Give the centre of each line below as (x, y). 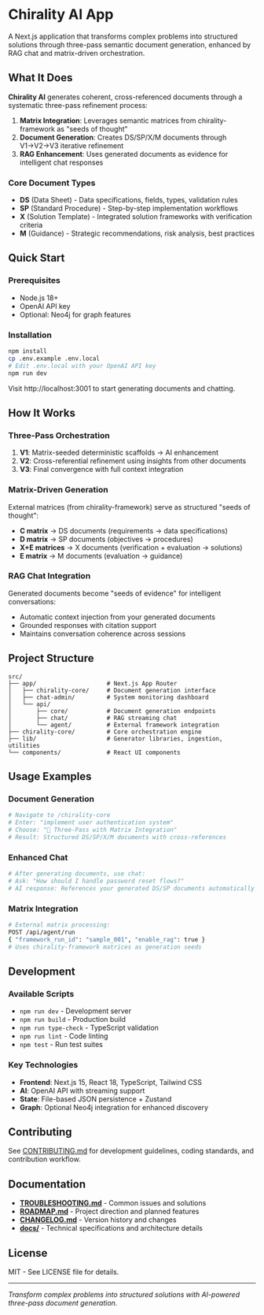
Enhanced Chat (38, 857)
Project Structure (51, 658)
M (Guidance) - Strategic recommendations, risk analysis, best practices (137, 233)
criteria (31, 225)
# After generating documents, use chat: (77, 874)
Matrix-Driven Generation (58, 490)
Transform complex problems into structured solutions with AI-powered (124, 1295)
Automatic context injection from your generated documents (117, 617)
